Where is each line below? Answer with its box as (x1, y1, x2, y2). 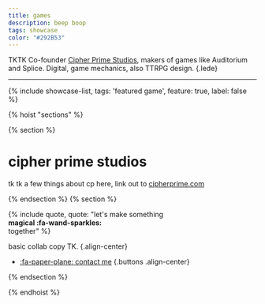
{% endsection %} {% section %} (8, 194, 117, 204)
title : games (8, 11, 51, 20)
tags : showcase (8, 26, 58, 34)
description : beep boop (8, 19, 87, 27)
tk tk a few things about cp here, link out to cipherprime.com (8, 179, 205, 189)
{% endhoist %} (8, 287, 61, 297)
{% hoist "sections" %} (8, 110, 84, 119)
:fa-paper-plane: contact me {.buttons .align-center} (19, 257, 190, 267)
